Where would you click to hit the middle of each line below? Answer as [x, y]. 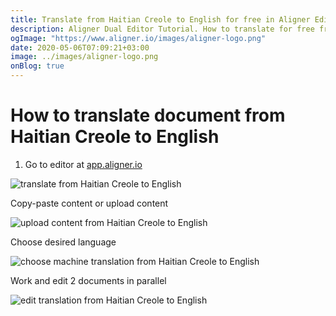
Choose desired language [63, 242]
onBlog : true [37, 66]
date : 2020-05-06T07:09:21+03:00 [80, 47]
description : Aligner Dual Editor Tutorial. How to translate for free [162, 29]
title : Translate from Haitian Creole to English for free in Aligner [160, 19]
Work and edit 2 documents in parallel [88, 280]
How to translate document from [148, 115]
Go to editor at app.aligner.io [83, 164]
